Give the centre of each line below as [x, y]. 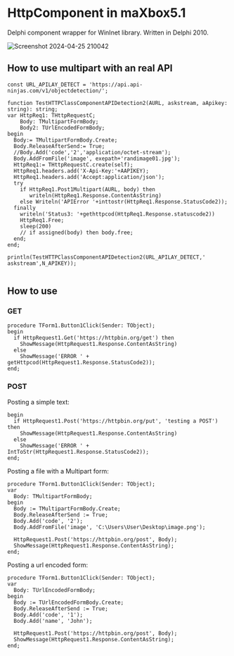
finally [25, 208]
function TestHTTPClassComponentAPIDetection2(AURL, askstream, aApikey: [118, 103]
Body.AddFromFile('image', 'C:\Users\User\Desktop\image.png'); [110, 527]
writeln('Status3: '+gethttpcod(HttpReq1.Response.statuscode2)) [118, 214]
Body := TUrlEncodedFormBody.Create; [69, 602]
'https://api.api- [116, 85]
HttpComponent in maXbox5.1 [97, 13]
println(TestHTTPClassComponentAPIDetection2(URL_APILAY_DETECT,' [106, 257]
